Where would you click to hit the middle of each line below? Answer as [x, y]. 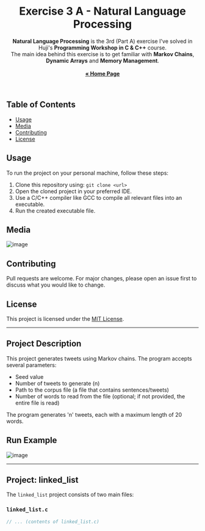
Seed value [29, 376]
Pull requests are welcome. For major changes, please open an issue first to [102, 279]
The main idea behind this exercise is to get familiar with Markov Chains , [103, 54]
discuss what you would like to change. [56, 285]
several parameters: [31, 365]
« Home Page [103, 73]
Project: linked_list [42, 480]
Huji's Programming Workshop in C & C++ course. [103, 48]
